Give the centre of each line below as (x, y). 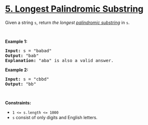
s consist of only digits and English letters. (55, 117)
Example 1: (16, 41)
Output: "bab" (22, 55)
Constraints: (18, 103)
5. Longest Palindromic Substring (74, 9)
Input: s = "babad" (28, 51)
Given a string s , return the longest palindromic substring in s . (67, 22)
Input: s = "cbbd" (27, 79)
